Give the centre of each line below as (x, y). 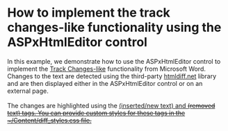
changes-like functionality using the (114, 27)
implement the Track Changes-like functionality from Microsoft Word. (107, 69)
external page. (28, 91)
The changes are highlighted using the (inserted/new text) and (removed (111, 105)
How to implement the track (89, 13)
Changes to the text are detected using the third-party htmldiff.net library (112, 76)
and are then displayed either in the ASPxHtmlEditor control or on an (105, 83)
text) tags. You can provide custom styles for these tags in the (96, 113)
